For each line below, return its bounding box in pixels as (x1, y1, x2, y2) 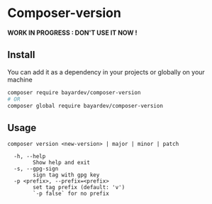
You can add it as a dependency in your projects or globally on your (7, 67, 206, 76)
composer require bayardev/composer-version (7, 89, 141, 96)
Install (7, 49, 35, 61)
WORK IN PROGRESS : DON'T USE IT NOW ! (7, 28, 138, 37)
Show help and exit (33, 159, 91, 166)
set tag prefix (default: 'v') (33, 184, 125, 191)
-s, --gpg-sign (13, 165, 59, 173)
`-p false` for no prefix (33, 190, 110, 198)
